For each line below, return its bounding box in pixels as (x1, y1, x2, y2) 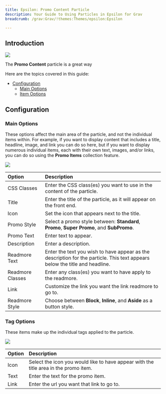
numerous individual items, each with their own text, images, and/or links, (5, 147, 155, 153)
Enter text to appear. (45, 232, 92, 239)
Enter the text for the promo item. (29, 373, 106, 380)
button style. (45, 303, 74, 310)
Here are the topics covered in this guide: (5, 71, 89, 77)
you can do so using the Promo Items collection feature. (5, 152, 120, 158)
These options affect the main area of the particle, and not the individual (5, 131, 152, 137)
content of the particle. (45, 188, 98, 195)
